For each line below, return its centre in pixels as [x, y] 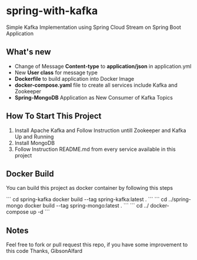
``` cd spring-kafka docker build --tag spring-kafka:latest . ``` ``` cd [87, 199]
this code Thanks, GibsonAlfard [44, 251]
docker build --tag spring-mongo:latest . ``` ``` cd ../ [86, 206]
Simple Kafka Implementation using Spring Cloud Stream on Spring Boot [94, 27]
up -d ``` [40, 212]
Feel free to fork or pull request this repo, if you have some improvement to [97, 245]
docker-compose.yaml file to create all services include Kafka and [96, 85]
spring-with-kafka [52, 11]
